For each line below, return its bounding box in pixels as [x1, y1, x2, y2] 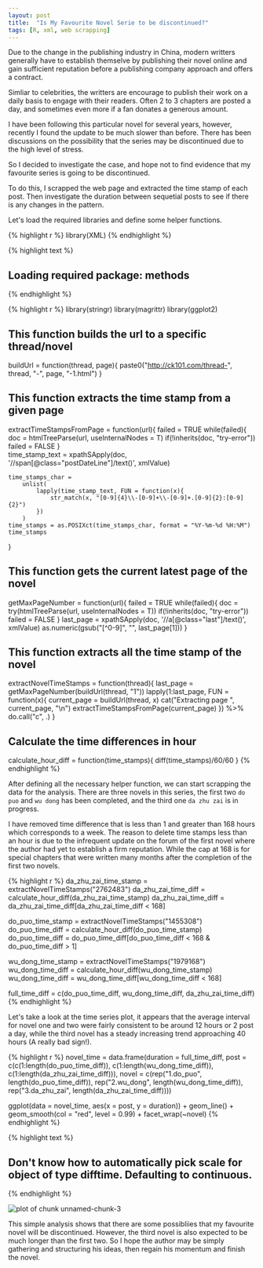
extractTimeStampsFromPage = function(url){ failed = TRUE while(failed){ [8, 425, 247, 434]
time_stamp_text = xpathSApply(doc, [8, 449, 127, 459]
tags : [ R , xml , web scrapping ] [8, 26, 111, 34]
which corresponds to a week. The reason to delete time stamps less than [8, 828, 247, 837]
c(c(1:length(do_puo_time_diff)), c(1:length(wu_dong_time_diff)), [8, 1061, 214, 1070]
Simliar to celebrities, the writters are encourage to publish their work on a [8, 88, 249, 97]
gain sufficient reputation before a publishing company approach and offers [8, 64, 254, 74]
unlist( [22, 480, 47, 488]
